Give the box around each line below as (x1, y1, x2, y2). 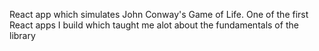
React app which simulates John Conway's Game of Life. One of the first (9, 9, 309, 20)
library (9, 30, 36, 41)
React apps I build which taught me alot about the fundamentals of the (9, 19, 299, 31)
